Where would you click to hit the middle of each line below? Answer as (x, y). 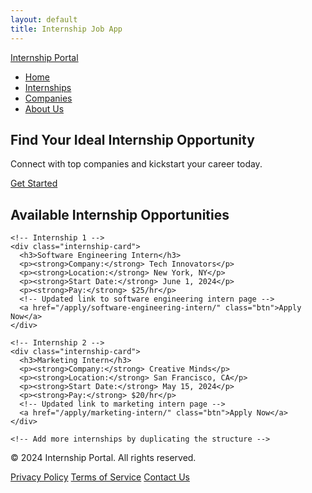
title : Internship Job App (66, 29)
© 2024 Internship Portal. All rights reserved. (103, 458)
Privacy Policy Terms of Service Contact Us (100, 477)
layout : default (44, 19)
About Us (44, 108)
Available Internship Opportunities (120, 214)
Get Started (34, 183)
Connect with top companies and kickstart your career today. (136, 164)
